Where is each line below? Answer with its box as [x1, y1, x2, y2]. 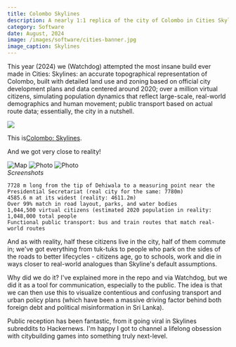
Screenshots [7, 169, 44, 176]
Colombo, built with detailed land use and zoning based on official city [7, 77, 211, 85]
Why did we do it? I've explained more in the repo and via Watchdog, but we [7, 273, 228, 282]
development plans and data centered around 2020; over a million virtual [7, 85, 218, 93]
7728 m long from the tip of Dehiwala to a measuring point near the [7, 182, 216, 189]
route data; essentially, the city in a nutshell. [7, 107, 135, 115]
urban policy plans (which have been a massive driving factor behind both [7, 296, 222, 304]
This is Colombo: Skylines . [7, 134, 82, 142]
